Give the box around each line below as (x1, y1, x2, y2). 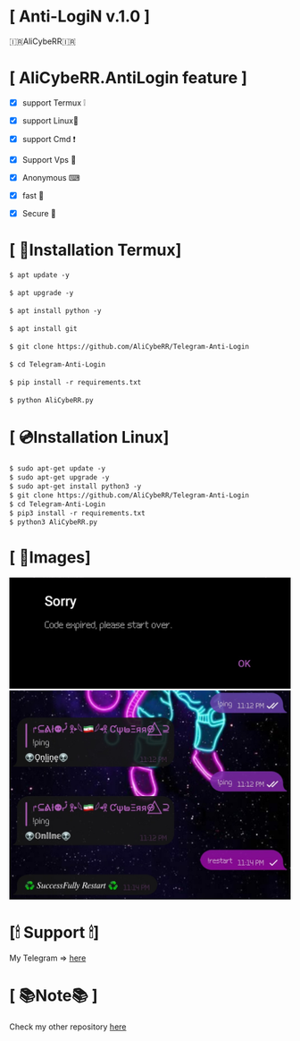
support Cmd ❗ (21, 134, 76, 144)
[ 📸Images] (9, 547, 91, 568)
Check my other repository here (9, 1021, 127, 1032)
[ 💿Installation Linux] (9, 427, 170, 448)
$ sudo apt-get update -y (9, 464, 105, 473)
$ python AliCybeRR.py (9, 396, 94, 405)
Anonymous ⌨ (21, 173, 80, 183)
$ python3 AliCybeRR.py (9, 518, 98, 527)
